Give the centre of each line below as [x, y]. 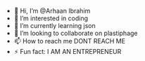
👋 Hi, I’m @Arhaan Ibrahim [52, 11]
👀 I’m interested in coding [51, 18]
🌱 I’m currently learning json [55, 26]
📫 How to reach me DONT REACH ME [69, 41]
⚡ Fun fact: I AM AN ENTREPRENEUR [68, 52]
